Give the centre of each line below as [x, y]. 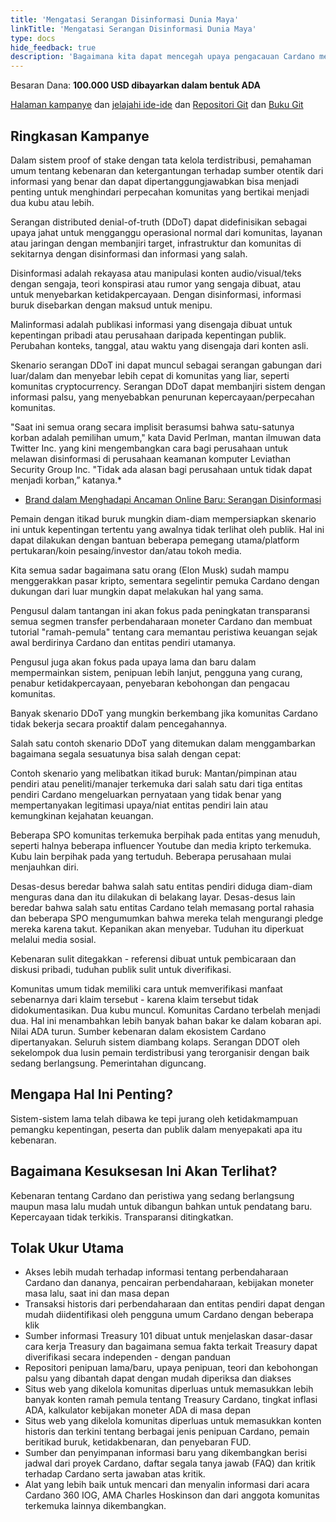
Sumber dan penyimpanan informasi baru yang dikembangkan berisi [166, 1453]
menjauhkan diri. [45, 867]
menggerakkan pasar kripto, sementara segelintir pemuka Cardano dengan [165, 580]
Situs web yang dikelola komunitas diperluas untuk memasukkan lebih [169, 1389]
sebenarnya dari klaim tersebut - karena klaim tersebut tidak [134, 999]
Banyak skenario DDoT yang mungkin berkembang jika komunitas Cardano [164, 713]
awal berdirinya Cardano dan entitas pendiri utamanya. [123, 642]
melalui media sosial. [53, 939]
